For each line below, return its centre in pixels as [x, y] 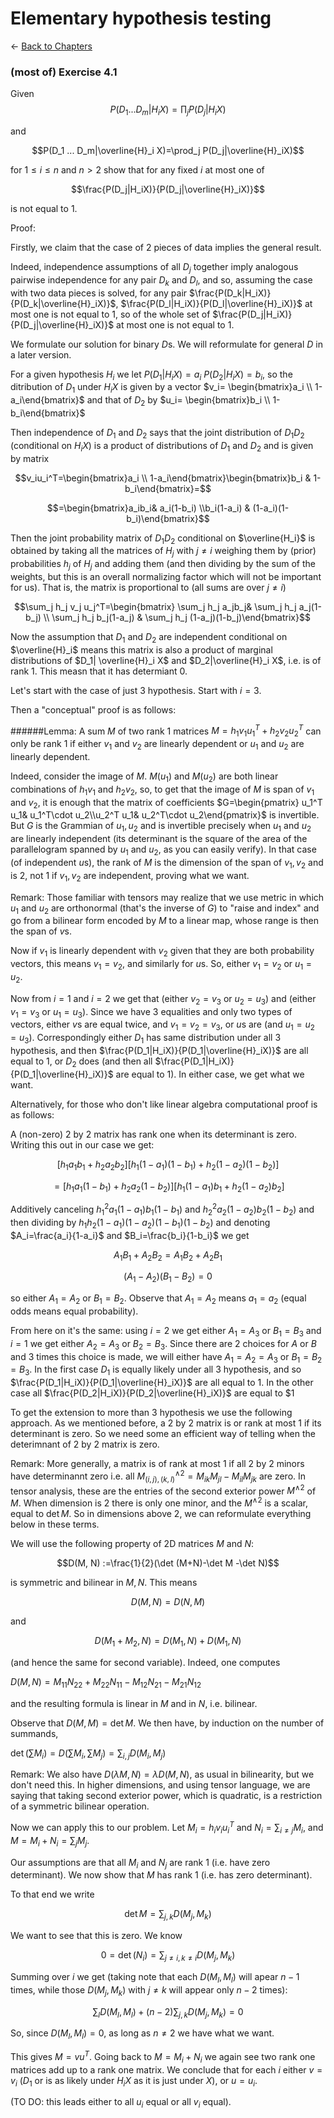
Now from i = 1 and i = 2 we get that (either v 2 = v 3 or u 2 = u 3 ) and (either [163, 999]
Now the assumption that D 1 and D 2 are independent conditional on [149, 638]
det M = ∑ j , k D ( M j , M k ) [168, 1915]
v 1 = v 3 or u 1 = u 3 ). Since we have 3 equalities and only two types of [151, 1012]
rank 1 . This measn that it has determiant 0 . [99, 671]
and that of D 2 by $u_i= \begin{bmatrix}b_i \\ [178, 401]
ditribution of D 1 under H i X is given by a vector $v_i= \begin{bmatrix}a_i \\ [161, 388]
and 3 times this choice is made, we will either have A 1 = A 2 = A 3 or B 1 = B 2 [166, 1357]
